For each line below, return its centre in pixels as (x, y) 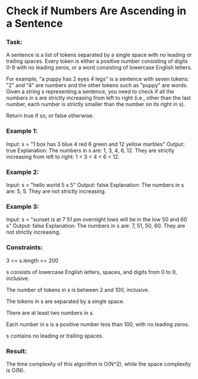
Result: (17, 351)
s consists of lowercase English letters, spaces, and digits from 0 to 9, (92, 272)
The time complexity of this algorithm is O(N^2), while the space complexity (99, 364)
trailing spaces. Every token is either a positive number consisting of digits (97, 61)
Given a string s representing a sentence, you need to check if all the (90, 92)
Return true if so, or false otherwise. (50, 116)
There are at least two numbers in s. (50, 313)
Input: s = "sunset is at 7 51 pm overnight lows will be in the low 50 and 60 (97, 219)
